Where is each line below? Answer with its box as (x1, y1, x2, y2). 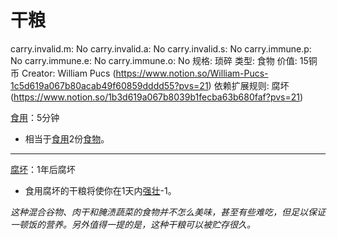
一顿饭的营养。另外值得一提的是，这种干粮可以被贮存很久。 (10, 218, 256, 230)
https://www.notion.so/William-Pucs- (115, 67, 269, 79)
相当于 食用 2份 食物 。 (24, 132, 110, 145)
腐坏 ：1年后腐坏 (10, 163, 76, 175)
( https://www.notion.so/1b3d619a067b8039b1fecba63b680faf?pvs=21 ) (10, 91, 304, 103)
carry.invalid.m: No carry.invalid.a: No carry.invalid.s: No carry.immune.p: (10, 42, 312, 55)
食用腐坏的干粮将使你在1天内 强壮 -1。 (24, 184, 177, 196)
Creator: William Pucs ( (21, 67, 117, 79)
